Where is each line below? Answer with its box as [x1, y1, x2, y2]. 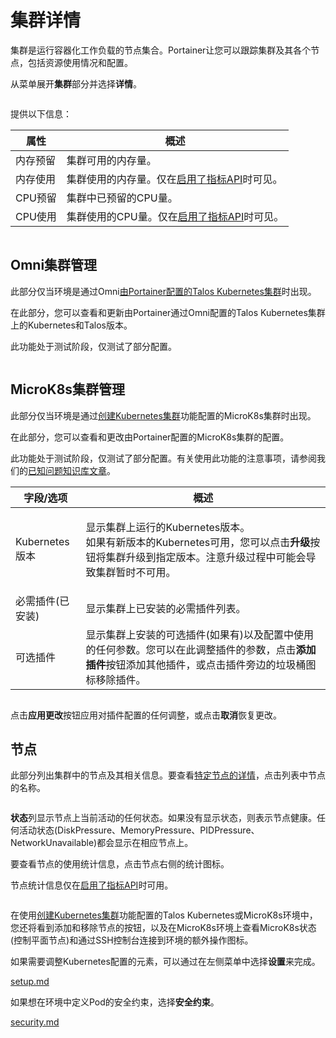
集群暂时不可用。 [95, 565, 177, 579]
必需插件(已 [15, 594, 70, 608]
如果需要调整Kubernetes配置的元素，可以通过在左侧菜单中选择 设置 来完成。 [10, 956, 321, 968]
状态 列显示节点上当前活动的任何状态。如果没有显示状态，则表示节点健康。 [10, 812, 317, 824]
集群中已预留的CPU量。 [66, 191, 178, 205]
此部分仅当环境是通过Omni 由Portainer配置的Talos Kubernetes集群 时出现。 [10, 285, 317, 297]
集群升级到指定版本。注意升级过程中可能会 [105, 550, 307, 564]
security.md [10, 1016, 60, 1028]
